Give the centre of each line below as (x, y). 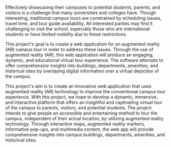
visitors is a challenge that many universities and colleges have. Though (81, 13)
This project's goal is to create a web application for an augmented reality (82, 44)
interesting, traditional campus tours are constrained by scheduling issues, (83, 18)
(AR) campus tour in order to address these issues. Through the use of (79, 49)
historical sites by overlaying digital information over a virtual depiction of (82, 71)
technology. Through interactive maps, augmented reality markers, (75, 124)
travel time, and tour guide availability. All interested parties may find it (79, 23)
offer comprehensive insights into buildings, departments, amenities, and (82, 66)
